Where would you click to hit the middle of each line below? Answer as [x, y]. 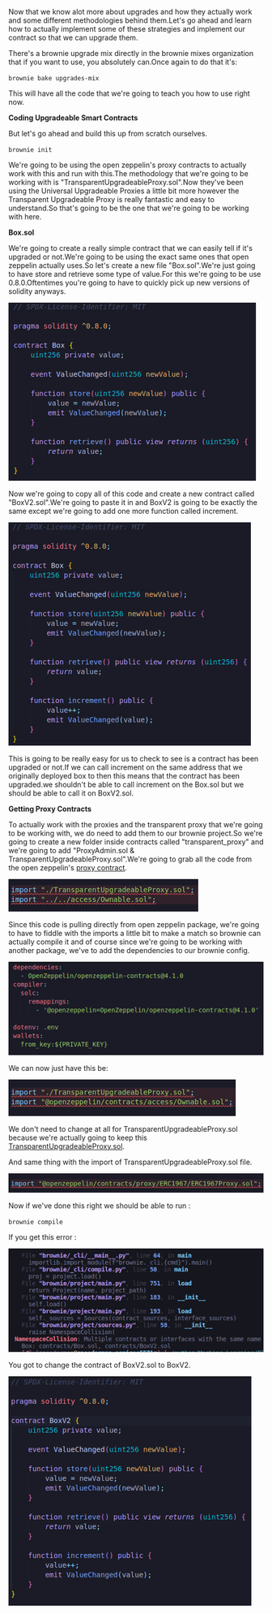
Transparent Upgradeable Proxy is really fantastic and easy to [111, 199]
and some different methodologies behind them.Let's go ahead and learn [130, 20]
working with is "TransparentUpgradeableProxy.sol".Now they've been [126, 182]
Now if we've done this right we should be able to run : [100, 1206]
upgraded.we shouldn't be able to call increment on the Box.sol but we [126, 784]
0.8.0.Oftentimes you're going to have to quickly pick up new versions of [129, 283]
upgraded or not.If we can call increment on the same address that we [125, 767]
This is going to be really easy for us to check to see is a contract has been [134, 759]
